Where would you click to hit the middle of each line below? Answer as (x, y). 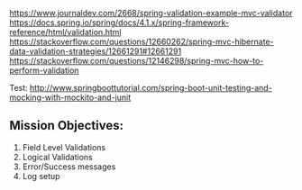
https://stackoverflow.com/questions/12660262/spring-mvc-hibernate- (142, 41)
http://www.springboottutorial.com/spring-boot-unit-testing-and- (151, 88)
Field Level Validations (64, 147)
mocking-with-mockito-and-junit (70, 97)
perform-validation (44, 70)
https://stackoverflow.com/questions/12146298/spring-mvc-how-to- (137, 61)
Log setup (41, 176)
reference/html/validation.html (65, 32)
